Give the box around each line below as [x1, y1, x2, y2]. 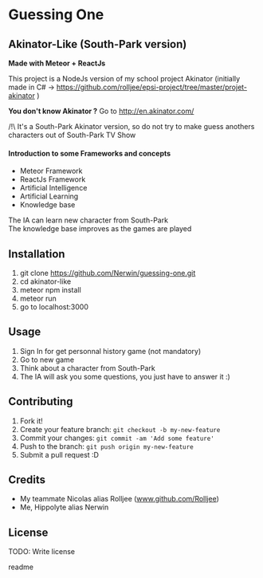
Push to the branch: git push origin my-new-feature [19, 441, 194, 451]
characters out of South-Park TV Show [8, 130, 136, 140]
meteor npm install [19, 285, 81, 295]
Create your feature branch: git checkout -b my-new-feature [19, 424, 221, 434]
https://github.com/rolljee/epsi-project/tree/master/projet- [56, 82, 248, 92]
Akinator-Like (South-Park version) [8, 37, 187, 51]
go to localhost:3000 [19, 302, 89, 312]
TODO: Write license [8, 547, 76, 556]
